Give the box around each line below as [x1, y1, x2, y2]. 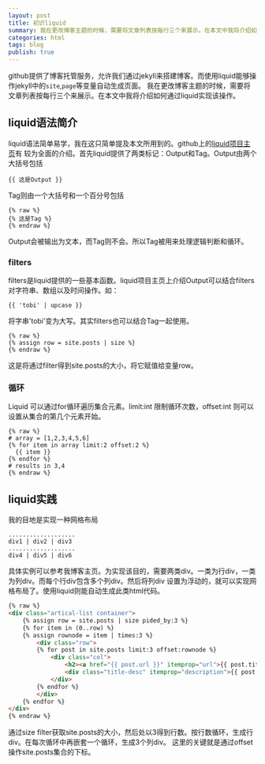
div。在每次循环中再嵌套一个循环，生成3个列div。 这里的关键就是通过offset [8, 737, 254, 747]
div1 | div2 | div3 [8, 538, 73, 546]
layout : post [8, 11, 51, 20]
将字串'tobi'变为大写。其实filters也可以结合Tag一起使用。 [8, 316, 194, 326]
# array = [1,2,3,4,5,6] [8, 434, 90, 443]
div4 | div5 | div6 [8, 551, 73, 560]
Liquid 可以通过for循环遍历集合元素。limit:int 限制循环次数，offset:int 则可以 [8, 402, 254, 411]
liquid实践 [8, 492, 58, 506]
